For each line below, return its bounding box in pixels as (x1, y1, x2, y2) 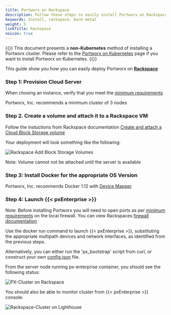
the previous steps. (5, 239, 46, 245)
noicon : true (5, 31, 33, 36)
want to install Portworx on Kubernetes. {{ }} (5, 56, 97, 61)
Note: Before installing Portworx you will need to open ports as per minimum (5, 207, 165, 213)
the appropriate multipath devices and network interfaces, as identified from (5, 233, 165, 239)
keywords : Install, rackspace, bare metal (5, 17, 97, 22)
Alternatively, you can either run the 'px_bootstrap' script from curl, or (5, 248, 152, 255)
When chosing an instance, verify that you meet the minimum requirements (5, 90, 163, 96)
